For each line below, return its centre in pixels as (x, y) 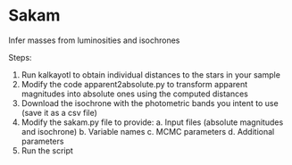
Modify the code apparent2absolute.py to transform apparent (134, 84)
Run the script (47, 150)
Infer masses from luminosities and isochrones (94, 40)
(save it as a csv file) (59, 112)
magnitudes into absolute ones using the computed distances (135, 94)
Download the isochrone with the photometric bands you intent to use (150, 103)
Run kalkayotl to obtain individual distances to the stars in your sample (150, 74)
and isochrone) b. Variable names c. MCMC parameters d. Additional (148, 131)
